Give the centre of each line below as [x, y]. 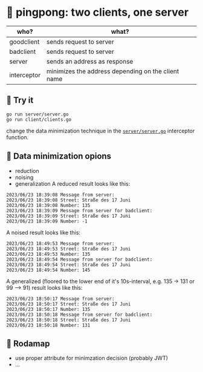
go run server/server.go [37, 114]
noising [24, 177]
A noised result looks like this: [43, 232]
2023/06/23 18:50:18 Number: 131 [48, 325]
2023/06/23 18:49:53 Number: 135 [48, 254]
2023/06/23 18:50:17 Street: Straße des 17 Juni [69, 304]
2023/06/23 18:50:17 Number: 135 [48, 309]
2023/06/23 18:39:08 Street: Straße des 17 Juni [69, 200]
